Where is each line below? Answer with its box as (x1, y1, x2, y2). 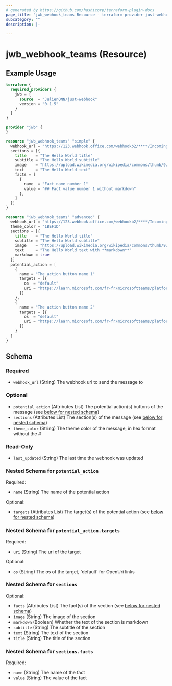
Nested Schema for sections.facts (6, 648, 93, 655)
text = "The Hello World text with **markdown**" (15, 248, 132, 253)
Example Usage (6, 68, 57, 77)
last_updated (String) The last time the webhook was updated (13, 455, 143, 461)
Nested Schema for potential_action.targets (6, 527, 120, 534)
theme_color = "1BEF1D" (10, 224, 61, 229)
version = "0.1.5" (19, 101, 59, 106)
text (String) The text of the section (13, 629, 89, 636)
